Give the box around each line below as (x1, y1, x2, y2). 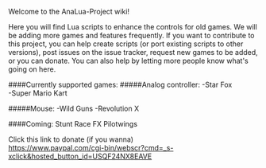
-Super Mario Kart (8, 88, 67, 98)
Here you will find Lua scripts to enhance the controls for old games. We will (8, 22, 258, 31)
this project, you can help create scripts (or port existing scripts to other (8, 39, 244, 49)
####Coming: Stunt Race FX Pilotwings (8, 119, 137, 128)
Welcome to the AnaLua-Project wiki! (8, 7, 129, 16)
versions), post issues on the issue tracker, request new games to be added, (8, 48, 258, 57)
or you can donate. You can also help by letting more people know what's (8, 56, 249, 65)
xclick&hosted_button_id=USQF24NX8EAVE (8, 151, 152, 161)
